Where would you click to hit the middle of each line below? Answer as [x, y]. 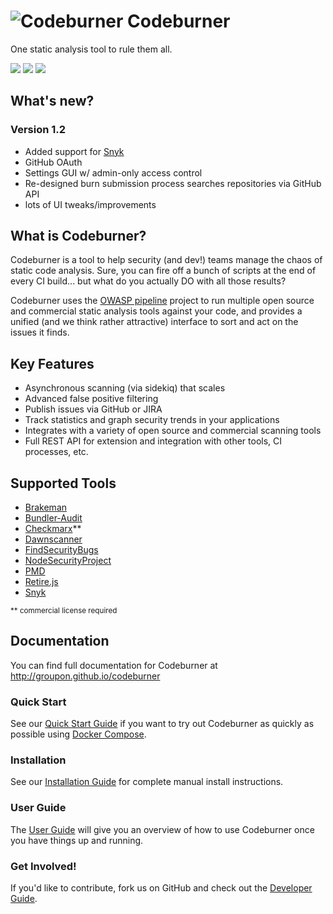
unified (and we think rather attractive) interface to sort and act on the [154, 322]
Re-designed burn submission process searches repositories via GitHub [173, 183]
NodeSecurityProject [68, 561]
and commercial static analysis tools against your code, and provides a [156, 311]
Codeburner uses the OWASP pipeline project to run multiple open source [162, 301]
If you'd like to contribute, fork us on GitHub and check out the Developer [161, 888]
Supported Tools [63, 483]
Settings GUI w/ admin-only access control [113, 172]
